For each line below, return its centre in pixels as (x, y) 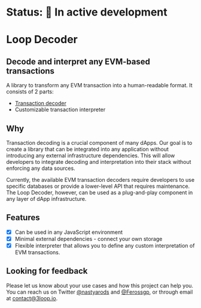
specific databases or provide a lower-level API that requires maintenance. (98, 186)
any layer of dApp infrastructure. (46, 199)
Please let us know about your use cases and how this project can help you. (100, 285)
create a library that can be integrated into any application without (88, 149)
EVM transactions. (37, 252)
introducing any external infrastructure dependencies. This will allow (91, 155)
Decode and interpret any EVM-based (78, 61)
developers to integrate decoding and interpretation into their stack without (99, 162)
